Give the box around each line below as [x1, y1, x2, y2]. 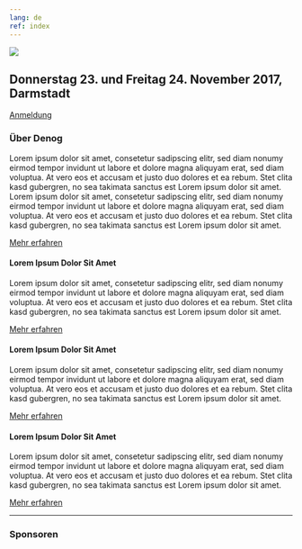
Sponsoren [9, 528, 58, 541]
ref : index [9, 22, 50, 31]
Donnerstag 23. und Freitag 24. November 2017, [9, 71, 283, 86]
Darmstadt [9, 85, 71, 101]
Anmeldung [9, 110, 52, 121]
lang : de [9, 13, 42, 22]
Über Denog [9, 132, 63, 145]
